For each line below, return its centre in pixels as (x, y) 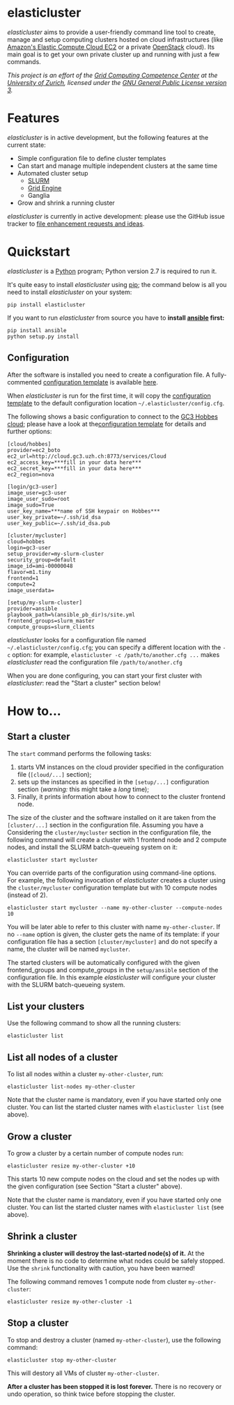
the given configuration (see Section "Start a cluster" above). (95, 1186)
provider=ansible (32, 608)
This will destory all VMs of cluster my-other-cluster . (84, 1373)
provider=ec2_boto (34, 450)
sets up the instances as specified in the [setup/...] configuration (113, 782)
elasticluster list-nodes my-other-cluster (71, 1087)
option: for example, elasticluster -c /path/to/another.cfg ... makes (116, 654)
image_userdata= (31, 590)
